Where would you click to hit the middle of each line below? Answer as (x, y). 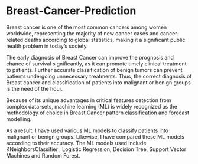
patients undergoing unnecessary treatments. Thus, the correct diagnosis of (99, 76)
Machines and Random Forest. (43, 155)
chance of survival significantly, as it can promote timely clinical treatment (97, 64)
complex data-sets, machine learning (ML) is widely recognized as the (92, 106)
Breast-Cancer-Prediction (71, 11)
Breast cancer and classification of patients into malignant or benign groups (98, 82)
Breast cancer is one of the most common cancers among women (87, 27)
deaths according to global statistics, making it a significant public (105, 40)
